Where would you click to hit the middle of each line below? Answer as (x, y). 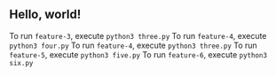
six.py (21, 63)
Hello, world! (45, 15)
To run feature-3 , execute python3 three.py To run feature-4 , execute (138, 35)
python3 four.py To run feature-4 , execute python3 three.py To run (133, 45)
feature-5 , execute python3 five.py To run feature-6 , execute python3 (138, 54)
